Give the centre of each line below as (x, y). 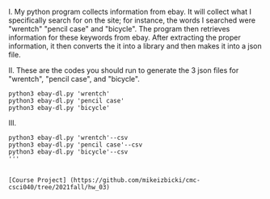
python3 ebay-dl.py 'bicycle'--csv (68, 152)
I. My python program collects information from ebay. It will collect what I (130, 12)
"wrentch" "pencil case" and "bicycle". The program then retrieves (119, 29)
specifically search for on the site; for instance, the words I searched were (132, 20)
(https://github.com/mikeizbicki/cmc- (135, 180)
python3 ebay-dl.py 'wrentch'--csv (68, 138)
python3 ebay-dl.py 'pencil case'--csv (76, 145)
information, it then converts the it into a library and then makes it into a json (135, 46)
